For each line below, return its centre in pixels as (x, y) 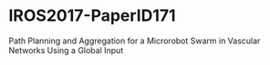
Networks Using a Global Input (66, 50)
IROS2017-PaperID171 (92, 16)
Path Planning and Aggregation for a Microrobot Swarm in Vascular (135, 41)
